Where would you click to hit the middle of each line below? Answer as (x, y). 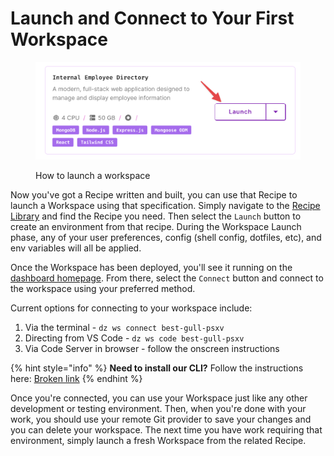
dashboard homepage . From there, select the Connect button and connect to (167, 278)
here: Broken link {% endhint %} (76, 379)
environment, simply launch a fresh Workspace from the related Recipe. (158, 441)
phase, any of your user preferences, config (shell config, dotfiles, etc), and (166, 238)
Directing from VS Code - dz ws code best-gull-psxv (134, 338)
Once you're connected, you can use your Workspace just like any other (159, 398)
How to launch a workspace (93, 176)
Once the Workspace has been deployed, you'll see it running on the (151, 268)
